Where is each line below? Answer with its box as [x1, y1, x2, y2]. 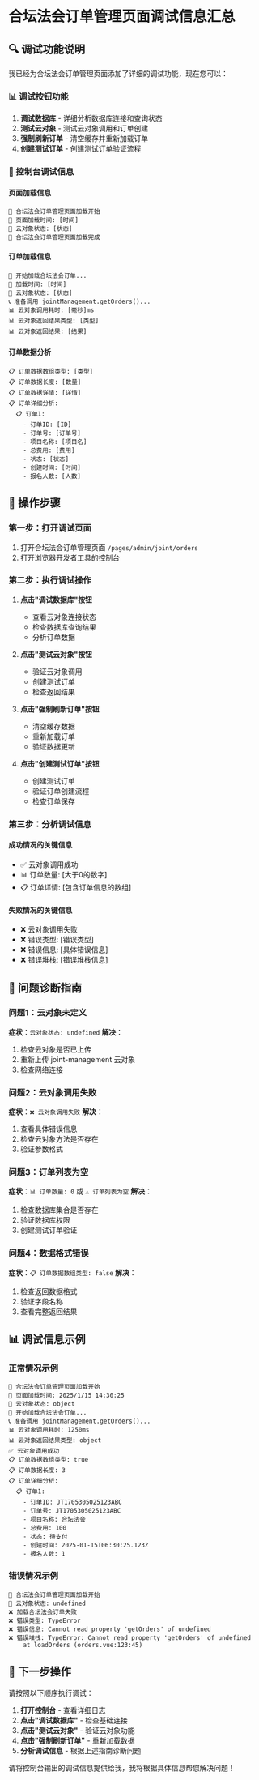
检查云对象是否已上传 [19, 1044, 91, 1054]
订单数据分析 [8, 348, 51, 357]
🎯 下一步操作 [8, 1665, 71, 1679]
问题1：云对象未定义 [8, 1007, 87, 1018]
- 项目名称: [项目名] [23, 438, 87, 446]
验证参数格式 [19, 1144, 63, 1155]
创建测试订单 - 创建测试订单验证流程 [19, 143, 142, 154]
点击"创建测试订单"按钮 [19, 758, 100, 768]
